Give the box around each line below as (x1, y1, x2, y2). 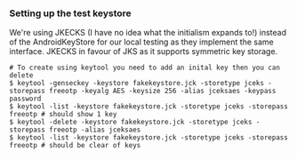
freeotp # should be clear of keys (9, 141, 141, 150)
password (9, 94, 42, 104)
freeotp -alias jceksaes (48, 125, 141, 135)
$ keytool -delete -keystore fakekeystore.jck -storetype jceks (9, 118, 253, 127)
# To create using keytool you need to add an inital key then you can (9, 63, 280, 73)
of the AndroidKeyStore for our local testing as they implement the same (9, 36, 274, 47)
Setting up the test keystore (9, 7, 132, 20)
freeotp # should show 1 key (9, 110, 117, 119)
